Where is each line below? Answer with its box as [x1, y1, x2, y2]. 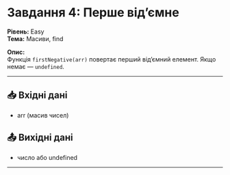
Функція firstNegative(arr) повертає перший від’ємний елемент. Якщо [7, 55, 216, 63]
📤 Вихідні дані [7, 132, 73, 144]
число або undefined [16, 153, 77, 161]
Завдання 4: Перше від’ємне [7, 5, 179, 21]
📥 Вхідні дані [7, 90, 68, 101]
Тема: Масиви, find [7, 34, 64, 42]
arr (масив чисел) [16, 111, 69, 119]
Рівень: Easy [7, 27, 44, 36]
